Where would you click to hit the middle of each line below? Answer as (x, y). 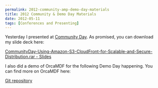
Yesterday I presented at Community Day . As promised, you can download (79, 37)
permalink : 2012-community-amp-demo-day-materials (57, 9)
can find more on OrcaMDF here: (38, 71)
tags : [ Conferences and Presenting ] (42, 23)
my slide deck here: (25, 42)
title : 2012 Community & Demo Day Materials (51, 14)
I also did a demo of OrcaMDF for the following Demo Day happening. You (79, 66)
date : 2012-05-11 (23, 18)
